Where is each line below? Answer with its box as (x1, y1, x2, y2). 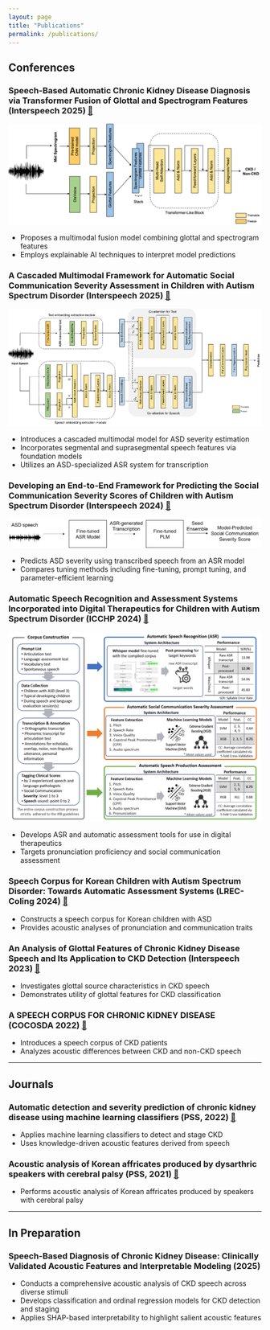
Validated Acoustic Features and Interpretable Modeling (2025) (8, 1260, 261, 1271)
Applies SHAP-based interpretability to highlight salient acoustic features (19, 1312, 262, 1322)
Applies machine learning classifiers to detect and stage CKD (19, 1130, 223, 1139)
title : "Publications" (8, 21, 84, 30)
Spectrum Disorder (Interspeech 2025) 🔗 (8, 289, 171, 301)
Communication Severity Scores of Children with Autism (8, 491, 234, 502)
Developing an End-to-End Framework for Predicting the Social (8, 480, 260, 491)
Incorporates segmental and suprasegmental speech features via (19, 443, 237, 453)
